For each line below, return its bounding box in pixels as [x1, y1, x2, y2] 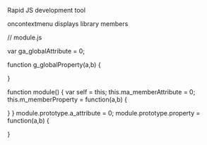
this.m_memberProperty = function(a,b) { [7, 95, 127, 103]
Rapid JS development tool [7, 6, 86, 14]
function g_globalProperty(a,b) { [7, 61, 101, 69]
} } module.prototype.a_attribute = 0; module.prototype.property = [7, 109, 201, 117]
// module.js [7, 33, 42, 42]
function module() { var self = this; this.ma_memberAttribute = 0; [7, 88, 196, 96]
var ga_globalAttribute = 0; [7, 47, 85, 55]
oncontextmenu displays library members [7, 20, 129, 27]
